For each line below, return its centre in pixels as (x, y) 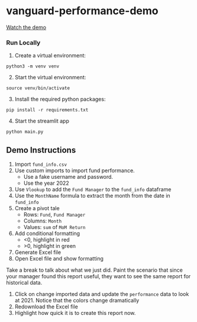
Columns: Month (43, 221)
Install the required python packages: (60, 99)
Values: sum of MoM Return (54, 227)
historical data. (24, 283)
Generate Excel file (38, 252)
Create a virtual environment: (50, 56)
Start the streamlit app (42, 121)
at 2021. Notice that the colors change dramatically (77, 301)
